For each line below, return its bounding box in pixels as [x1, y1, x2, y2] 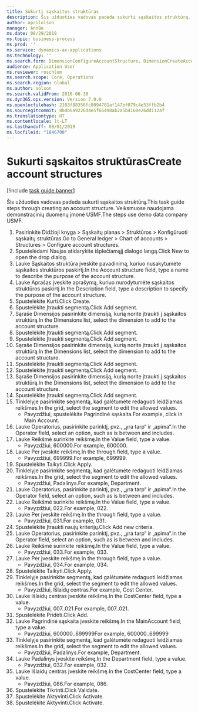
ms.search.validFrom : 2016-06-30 [6, 91, 89, 97]
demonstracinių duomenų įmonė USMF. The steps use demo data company [6, 211, 188, 218]
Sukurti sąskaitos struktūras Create [6, 155, 182, 168]
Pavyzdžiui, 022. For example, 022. [24, 504, 108, 511]
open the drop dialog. [15, 253, 68, 260]
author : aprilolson [6, 19, 55, 25]
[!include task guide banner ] [6, 187, 75, 194]
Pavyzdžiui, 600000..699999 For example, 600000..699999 [24, 630, 169, 637]
